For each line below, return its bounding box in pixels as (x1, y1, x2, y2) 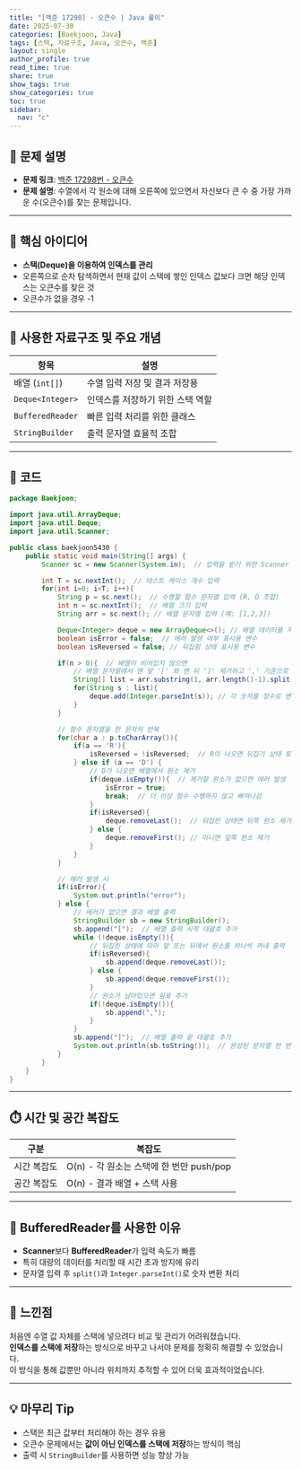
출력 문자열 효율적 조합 (86, 427, 177, 440)
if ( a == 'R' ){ (73, 741, 126, 750)
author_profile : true (9, 55, 90, 64)
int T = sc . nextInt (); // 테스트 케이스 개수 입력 (41, 576, 219, 585)
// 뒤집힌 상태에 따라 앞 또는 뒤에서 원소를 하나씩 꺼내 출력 (89, 941, 285, 950)
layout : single (9, 47, 66, 56)
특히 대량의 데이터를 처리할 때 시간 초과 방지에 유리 (21, 1257, 200, 1267)
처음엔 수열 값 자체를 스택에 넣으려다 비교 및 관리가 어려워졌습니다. (9, 1330, 241, 1342)
